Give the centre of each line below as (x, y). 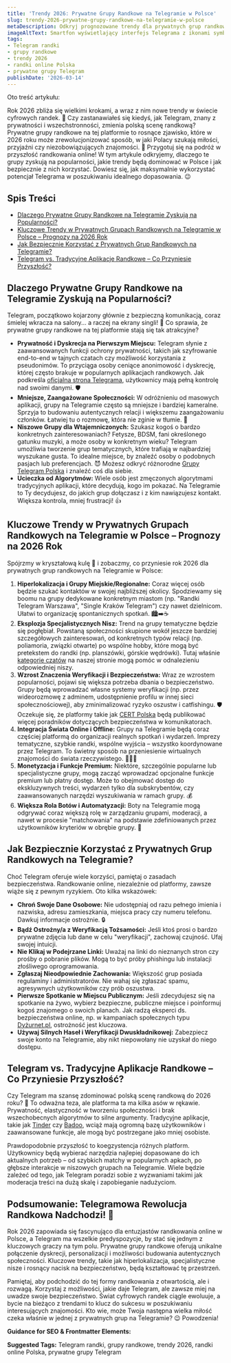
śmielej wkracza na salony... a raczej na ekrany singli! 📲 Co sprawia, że (108, 322)
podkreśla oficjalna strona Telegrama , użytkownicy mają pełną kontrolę (118, 380)
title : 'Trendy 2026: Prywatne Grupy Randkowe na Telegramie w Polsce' (112, 13)
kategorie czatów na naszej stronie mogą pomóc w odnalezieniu (108, 660)
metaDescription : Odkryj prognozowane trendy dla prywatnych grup (104, 26)
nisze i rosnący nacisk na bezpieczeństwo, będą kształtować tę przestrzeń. (114, 1268)
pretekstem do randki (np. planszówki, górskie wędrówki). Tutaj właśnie (119, 653)
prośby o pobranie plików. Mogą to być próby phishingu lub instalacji (114, 959)
